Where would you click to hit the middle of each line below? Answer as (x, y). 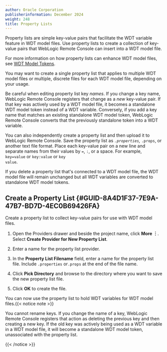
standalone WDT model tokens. (37, 182)
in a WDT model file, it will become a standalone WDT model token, (74, 329)
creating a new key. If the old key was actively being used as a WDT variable (84, 324)
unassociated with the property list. (42, 335)
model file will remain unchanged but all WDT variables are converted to (79, 177)
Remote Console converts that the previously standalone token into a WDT (82, 120)
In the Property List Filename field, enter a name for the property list (83, 259)
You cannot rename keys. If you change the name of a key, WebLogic (77, 313)
